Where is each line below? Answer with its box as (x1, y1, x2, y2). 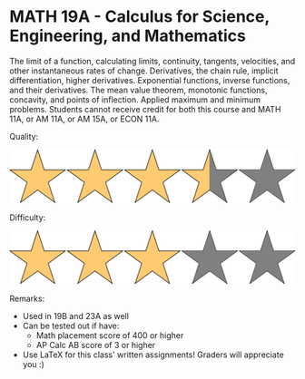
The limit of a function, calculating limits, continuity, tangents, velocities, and (9, 55, 296, 66)
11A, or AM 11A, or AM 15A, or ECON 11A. (9, 113, 160, 124)
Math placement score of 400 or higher (35, 330, 184, 341)
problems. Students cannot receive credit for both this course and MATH (9, 103, 281, 114)
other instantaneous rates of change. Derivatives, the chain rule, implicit (9, 65, 279, 76)
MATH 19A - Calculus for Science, (9, 6, 270, 27)
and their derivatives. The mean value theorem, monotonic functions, (9, 84, 268, 95)
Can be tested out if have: (22, 320, 120, 332)
